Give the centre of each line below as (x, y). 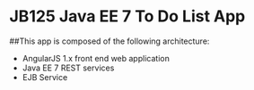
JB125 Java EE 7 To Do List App (127, 16)
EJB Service (45, 77)
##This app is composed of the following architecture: (109, 41)
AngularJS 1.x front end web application (96, 58)
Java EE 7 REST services (68, 68)
